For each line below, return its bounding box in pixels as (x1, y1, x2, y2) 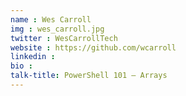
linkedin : (10, 52, 56, 62)
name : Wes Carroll (10, 14, 92, 25)
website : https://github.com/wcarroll (10, 42, 177, 53)
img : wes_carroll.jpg (10, 24, 105, 34)
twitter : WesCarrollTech (10, 33, 118, 43)
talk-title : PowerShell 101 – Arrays (10, 71, 168, 81)
